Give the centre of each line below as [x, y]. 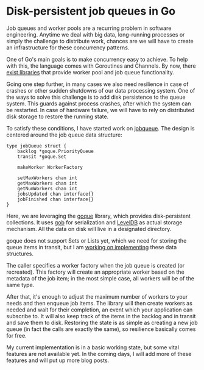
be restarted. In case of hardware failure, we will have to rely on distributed [100, 110]
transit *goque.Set [42, 157]
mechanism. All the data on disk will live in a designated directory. [89, 229]
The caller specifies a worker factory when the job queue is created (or [96, 265]
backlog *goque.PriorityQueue [56, 151]
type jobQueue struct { [37, 146]
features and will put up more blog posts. [58, 360]
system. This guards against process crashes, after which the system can [99, 103]
